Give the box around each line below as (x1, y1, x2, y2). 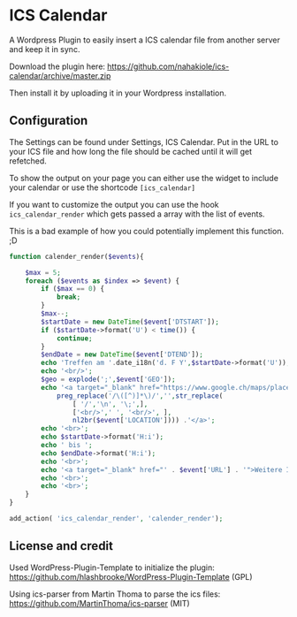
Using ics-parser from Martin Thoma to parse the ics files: (9, 589, 221, 599)
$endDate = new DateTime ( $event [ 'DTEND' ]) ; (41, 350, 203, 359)
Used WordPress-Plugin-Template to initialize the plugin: (9, 562, 215, 573)
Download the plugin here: (9, 61, 106, 72)
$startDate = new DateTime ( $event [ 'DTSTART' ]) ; (41, 317, 219, 326)
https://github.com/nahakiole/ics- (107, 61, 230, 72)
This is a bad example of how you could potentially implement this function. (9, 225, 285, 236)
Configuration (9, 113, 88, 128)
